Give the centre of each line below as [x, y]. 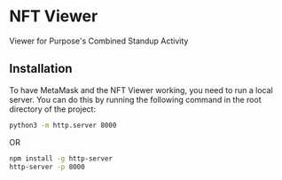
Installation [41, 69]
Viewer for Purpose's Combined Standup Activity [99, 41]
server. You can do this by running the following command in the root [135, 99]
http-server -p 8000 [47, 167]
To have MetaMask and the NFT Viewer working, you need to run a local [141, 90]
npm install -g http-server [61, 158]
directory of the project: [52, 109]
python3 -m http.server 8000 [63, 125]
